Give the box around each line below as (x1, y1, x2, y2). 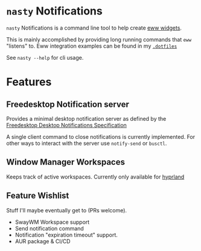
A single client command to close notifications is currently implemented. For (6, 133, 196, 140)
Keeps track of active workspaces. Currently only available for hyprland (6, 173, 185, 180)
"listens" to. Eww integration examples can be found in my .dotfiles (6, 42, 177, 49)
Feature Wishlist (6, 191, 69, 201)
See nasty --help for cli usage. (6, 54, 84, 61)
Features (6, 75, 52, 89)
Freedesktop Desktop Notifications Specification (6, 121, 127, 129)
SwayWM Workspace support (14, 218, 90, 226)
